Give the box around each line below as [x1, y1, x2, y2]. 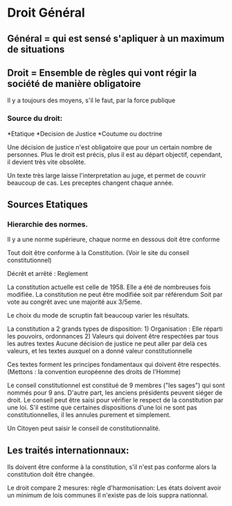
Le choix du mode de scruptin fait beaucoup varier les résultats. [7, 311, 190, 320]
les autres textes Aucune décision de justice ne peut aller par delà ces [7, 339, 208, 348]
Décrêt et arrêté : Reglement [7, 270, 89, 278]
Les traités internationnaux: [7, 444, 130, 456]
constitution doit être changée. [7, 471, 95, 479]
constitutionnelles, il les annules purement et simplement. [7, 411, 171, 419]
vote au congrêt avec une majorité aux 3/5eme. [7, 297, 143, 307]
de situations [7, 43, 65, 55]
